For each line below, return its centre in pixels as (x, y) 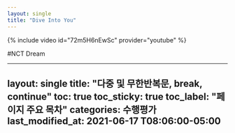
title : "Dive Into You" (42, 20)
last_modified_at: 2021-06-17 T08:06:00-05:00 (114, 121)
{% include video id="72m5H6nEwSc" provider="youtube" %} (97, 40)
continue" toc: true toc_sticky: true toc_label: (108, 96)
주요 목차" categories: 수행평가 (92, 110)
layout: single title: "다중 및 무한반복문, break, (105, 83)
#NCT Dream (26, 54)
